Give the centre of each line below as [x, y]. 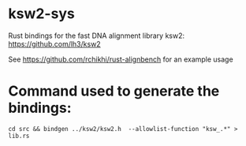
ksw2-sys [41, 14]
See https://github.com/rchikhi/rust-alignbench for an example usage [121, 59]
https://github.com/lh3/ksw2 [54, 43]
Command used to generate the [114, 91]
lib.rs [19, 136]
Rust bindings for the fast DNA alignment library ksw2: [97, 36]
